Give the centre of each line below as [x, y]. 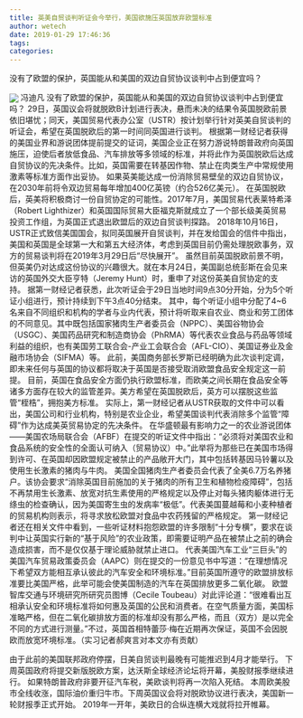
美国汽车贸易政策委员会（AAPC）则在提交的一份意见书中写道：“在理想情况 [148, 561]
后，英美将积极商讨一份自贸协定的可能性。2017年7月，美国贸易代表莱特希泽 [151, 199]
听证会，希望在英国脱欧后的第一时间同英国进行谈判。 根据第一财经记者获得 [149, 131]
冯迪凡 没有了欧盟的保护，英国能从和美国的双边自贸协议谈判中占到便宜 [152, 98]
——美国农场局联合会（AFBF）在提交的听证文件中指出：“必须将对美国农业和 [151, 437]
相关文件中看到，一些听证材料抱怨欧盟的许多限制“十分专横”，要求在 [159, 527]
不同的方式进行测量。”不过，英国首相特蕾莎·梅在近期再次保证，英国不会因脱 [149, 628]
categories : [32, 52]
